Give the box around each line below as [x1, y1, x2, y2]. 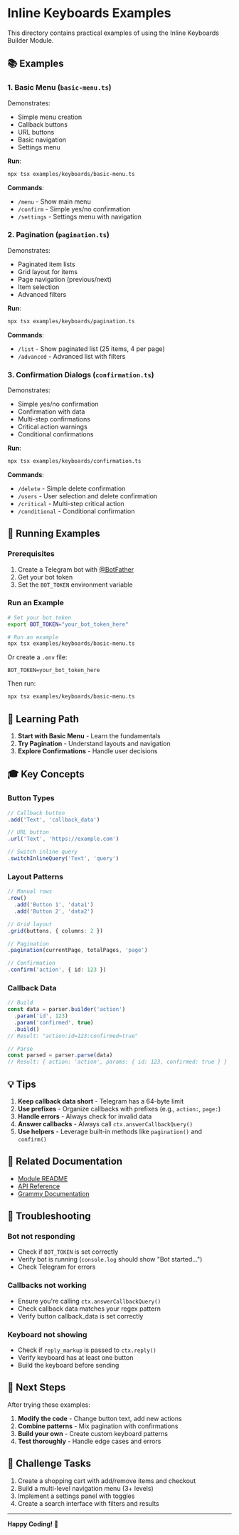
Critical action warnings [17, 422, 87, 431]
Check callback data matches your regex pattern [17, 1304, 161, 1313]
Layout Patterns [7, 871, 64, 881]
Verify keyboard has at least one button [17, 1353, 134, 1362]
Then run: [7, 679, 36, 688]
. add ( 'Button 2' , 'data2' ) [14, 908, 94, 915]
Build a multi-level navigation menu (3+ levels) [17, 1484, 154, 1492]
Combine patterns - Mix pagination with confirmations [17, 1422, 179, 1430]
